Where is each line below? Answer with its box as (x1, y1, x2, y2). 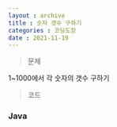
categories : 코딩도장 (8, 26, 77, 34)
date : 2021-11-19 (8, 33, 69, 42)
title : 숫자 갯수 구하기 (8, 19, 82, 27)
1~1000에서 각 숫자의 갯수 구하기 (8, 73, 110, 83)
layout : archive (8, 11, 66, 20)
